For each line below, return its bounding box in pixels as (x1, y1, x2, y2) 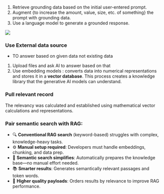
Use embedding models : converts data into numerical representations (12, 68, 157, 74)
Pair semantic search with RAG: (5, 120, 83, 127)
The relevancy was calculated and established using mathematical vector (5, 102, 156, 108)
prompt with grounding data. (12, 15, 71, 20)
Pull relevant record (5, 91, 54, 98)
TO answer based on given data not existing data (12, 53, 113, 59)
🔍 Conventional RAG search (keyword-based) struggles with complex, (12, 131, 159, 137)
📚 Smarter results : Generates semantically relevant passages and (12, 165, 150, 171)
